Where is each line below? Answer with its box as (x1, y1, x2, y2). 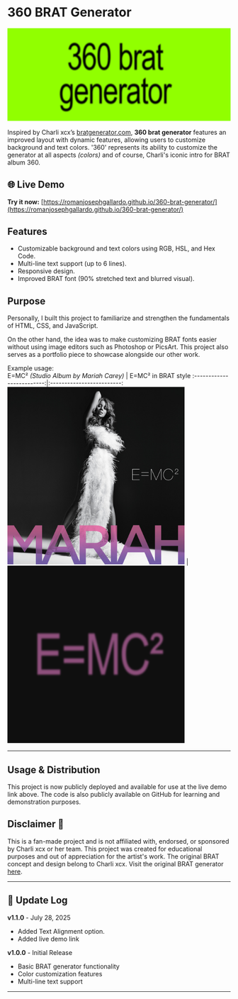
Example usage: (7, 364, 55, 372)
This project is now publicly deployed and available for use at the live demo (7, 783, 227, 791)
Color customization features (17, 969, 103, 978)
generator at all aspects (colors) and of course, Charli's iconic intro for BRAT (7, 150, 230, 159)
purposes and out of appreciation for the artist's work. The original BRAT (7, 852, 220, 861)
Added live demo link (17, 934, 79, 943)
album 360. (7, 158, 41, 167)
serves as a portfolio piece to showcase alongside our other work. (7, 351, 200, 359)
